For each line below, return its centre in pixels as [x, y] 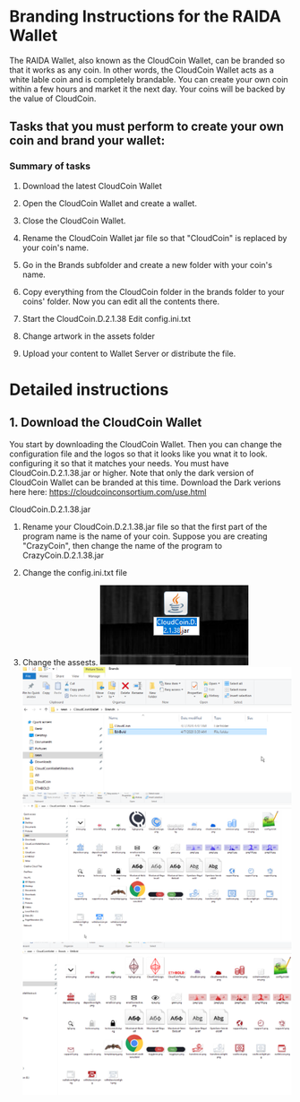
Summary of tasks [50, 166]
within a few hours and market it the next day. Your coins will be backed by [147, 89]
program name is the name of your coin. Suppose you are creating [145, 536]
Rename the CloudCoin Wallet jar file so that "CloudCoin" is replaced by [154, 238]
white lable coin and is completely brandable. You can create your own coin [149, 79]
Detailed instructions [89, 390]
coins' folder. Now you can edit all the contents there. [121, 301]
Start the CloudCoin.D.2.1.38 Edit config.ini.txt [106, 318]
